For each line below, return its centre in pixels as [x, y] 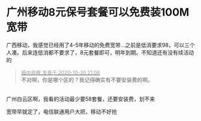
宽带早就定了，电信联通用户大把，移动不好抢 [62, 111]
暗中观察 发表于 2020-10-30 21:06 [60, 72]
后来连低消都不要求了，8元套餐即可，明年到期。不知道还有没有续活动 [108, 52]
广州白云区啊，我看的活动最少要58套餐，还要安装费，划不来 [81, 99]
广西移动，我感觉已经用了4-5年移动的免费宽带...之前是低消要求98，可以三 [98, 45]
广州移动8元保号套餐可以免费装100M [98, 12]
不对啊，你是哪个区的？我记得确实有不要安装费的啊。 [87, 80]
